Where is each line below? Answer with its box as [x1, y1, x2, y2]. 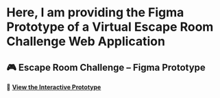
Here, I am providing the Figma [6, 5, 184, 20]
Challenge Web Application [6, 34, 166, 49]
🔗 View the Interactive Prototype [6, 83, 101, 91]
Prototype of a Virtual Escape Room [6, 19, 214, 35]
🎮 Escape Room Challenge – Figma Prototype [6, 61, 206, 73]
